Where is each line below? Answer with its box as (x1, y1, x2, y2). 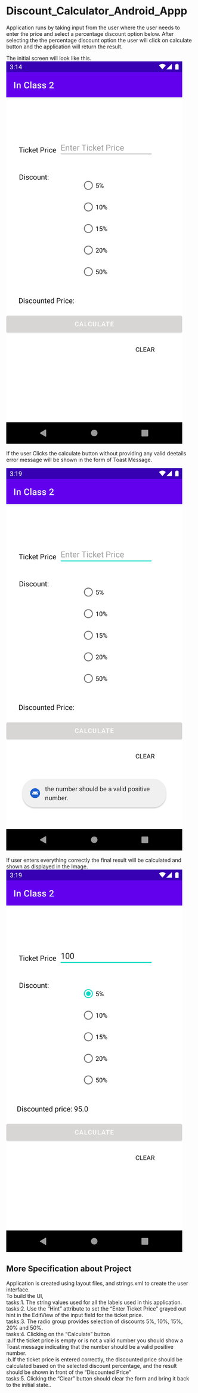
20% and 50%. (6, 1324, 44, 1331)
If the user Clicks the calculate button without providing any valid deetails (6, 449, 187, 457)
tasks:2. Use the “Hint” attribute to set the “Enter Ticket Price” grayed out (6, 1305, 187, 1312)
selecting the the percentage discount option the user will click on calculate (6, 36, 192, 44)
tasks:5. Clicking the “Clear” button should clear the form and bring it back (6, 1374, 190, 1382)
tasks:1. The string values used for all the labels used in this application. (6, 1299, 182, 1306)
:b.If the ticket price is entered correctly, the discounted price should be (6, 1355, 183, 1363)
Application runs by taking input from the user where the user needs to (6, 24, 180, 31)
